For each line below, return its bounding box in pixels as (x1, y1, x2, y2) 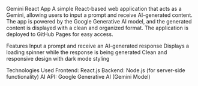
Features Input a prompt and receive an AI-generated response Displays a (6, 42, 190, 49)
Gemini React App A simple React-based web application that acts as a (6, 5, 182, 12)
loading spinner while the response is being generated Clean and (6, 49, 167, 56)
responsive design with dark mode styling (6, 55, 110, 62)
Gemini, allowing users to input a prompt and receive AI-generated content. (6, 11, 193, 19)
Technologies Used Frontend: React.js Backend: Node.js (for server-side (6, 67, 185, 74)
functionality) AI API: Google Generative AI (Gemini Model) (6, 73, 151, 80)
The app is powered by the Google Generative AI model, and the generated (6, 18, 192, 25)
